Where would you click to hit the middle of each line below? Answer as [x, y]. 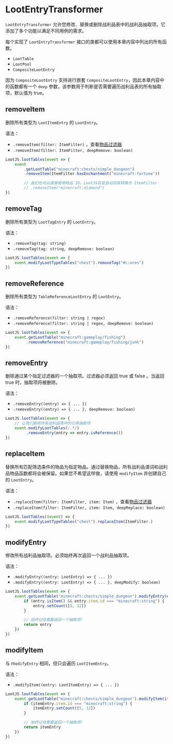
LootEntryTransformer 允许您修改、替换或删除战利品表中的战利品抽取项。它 [85, 24]
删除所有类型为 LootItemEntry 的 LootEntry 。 [53, 122]
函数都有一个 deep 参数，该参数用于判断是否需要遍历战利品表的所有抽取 [85, 86]
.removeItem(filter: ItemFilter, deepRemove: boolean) [73, 150]
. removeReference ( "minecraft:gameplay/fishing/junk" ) [85, 342]
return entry [38, 625]
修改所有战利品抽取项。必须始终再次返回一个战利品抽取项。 [68, 555]
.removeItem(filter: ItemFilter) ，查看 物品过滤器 [67, 144]
